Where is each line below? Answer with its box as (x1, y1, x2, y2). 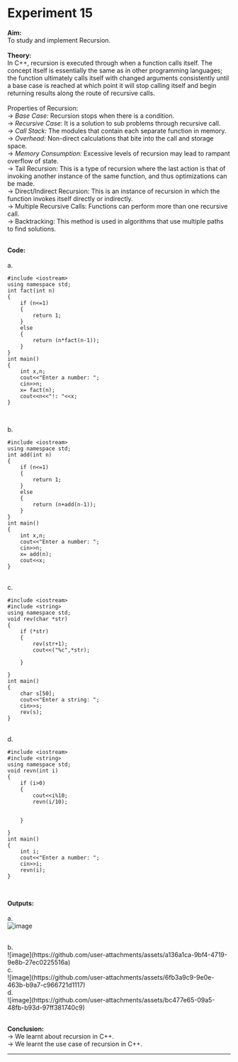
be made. (7, 179, 35, 187)
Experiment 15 (7, 5, 93, 21)
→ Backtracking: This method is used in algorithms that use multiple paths (7, 217, 224, 225)
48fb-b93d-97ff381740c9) (7, 1003, 85, 1012)
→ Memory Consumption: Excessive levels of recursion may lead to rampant (7, 149, 230, 158)
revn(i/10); (33, 798, 69, 805)
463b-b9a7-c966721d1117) (7, 980, 86, 989)
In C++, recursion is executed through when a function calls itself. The (7, 58, 212, 67)
